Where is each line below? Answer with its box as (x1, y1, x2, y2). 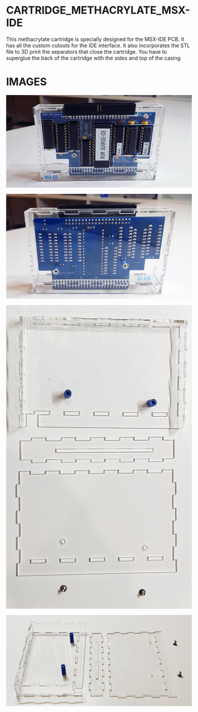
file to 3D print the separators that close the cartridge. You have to (6, 48, 167, 55)
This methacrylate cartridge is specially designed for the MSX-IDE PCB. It (6, 35, 184, 43)
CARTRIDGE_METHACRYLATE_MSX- (6, 4, 190, 17)
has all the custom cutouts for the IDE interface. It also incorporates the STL (6, 42, 190, 49)
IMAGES (6, 75, 47, 89)
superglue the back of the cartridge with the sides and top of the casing (6, 54, 181, 61)
